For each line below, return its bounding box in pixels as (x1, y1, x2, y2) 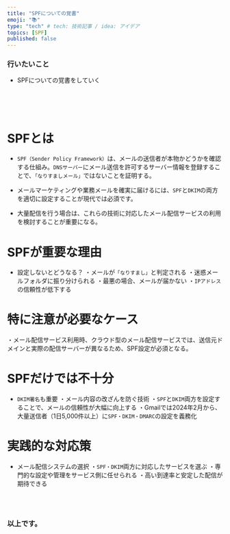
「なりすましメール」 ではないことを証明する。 (34, 172, 155, 180)
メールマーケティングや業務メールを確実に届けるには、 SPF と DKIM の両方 (16, 186, 218, 194)
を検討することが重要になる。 (16, 218, 101, 226)
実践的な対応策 (7, 439, 92, 454)
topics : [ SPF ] (7, 29, 48, 36)
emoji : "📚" (7, 16, 40, 23)
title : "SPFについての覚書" (7, 10, 80, 17)
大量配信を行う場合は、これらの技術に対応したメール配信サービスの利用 (16, 209, 221, 218)
